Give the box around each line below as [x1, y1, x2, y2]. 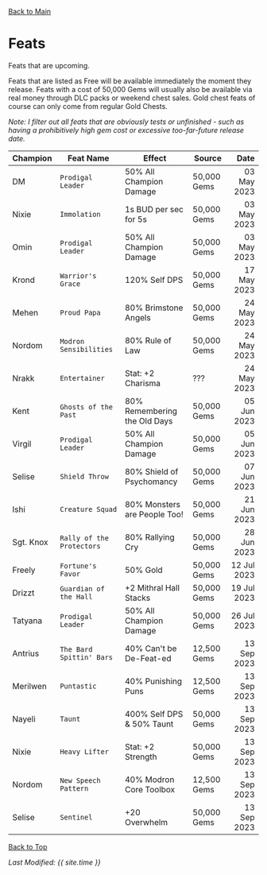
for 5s [124, 214, 147, 225]
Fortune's [59, 561, 97, 571]
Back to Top [8, 842, 48, 851]
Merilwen [12, 680, 48, 691]
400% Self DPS [124, 708, 184, 719]
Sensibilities [59, 345, 114, 354]
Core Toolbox [124, 784, 176, 795]
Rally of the [59, 533, 110, 543]
